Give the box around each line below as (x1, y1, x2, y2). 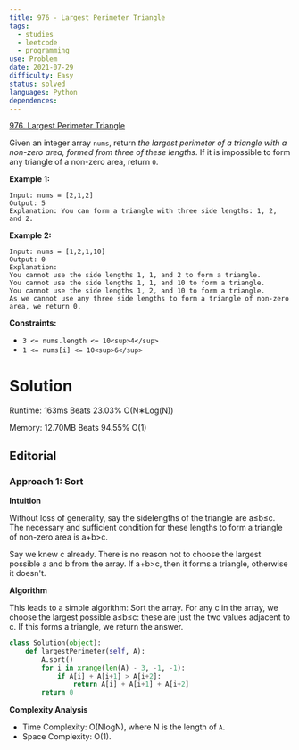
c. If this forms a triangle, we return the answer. (9, 622, 184, 631)
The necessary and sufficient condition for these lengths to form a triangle (9, 523, 283, 532)
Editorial (9, 448, 57, 464)
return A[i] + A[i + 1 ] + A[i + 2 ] (72, 680, 190, 689)
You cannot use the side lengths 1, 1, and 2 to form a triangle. (9, 271, 262, 280)
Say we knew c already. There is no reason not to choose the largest (9, 549, 262, 559)
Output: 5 (9, 199, 46, 208)
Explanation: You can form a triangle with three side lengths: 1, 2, (9, 207, 278, 216)
